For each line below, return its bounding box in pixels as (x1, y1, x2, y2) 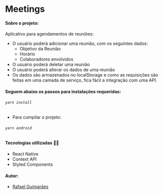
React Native (12, 151, 39, 156)
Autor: (5, 173, 19, 179)
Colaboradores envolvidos (19, 56, 74, 62)
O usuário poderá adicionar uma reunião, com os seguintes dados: (12, 40, 148, 46)
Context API (12, 156, 37, 162)
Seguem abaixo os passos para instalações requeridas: (5, 88, 122, 94)
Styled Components (12, 161, 53, 167)
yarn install (5, 100, 32, 105)
